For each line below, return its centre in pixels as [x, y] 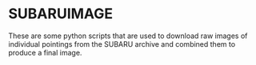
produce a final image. [45, 52]
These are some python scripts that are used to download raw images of [128, 36]
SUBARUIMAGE [61, 14]
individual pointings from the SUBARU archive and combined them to [122, 44]
